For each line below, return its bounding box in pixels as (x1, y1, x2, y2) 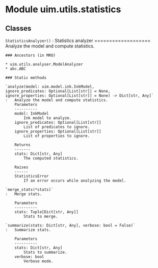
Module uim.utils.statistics (5, 4, 121, 15)
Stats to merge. (23, 214, 58, 219)
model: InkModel (14, 111, 49, 116)
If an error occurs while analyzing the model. (23, 178, 126, 183)
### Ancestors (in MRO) (5, 53, 56, 58)
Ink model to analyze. (23, 116, 72, 121)
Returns (14, 142, 31, 147)
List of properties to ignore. (23, 133, 90, 139)
